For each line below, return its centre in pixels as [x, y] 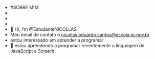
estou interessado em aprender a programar [57, 40]
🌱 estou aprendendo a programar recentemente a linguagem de [77, 45]
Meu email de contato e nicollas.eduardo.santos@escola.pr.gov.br [80, 35]
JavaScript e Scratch [32, 51]
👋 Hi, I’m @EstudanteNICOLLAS [43, 29]
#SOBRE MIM [24, 7]
